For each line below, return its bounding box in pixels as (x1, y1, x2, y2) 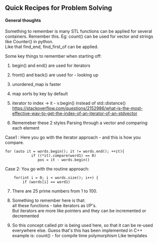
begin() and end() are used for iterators (12, 63, 91, 68)
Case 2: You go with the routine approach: (5, 166, 90, 172)
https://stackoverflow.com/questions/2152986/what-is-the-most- (12, 105, 143, 111)
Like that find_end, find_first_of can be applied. (5, 44, 98, 49)
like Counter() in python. (5, 38, 53, 44)
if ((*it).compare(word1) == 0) (31, 153, 96, 158)
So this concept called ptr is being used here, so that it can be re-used (12, 222, 153, 228)
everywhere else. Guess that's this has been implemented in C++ (12, 227, 143, 233)
